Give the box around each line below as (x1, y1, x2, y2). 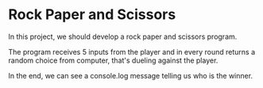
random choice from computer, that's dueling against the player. (8, 55, 219, 65)
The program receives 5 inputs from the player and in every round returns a (8, 47, 256, 56)
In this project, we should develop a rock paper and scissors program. (8, 32, 238, 41)
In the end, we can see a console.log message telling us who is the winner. (8, 71, 253, 80)
